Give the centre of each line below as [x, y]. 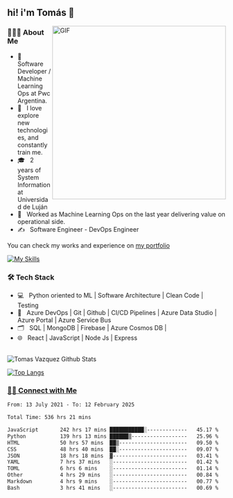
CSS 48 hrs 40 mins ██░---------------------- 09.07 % [113, 449]
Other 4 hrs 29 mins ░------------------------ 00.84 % [113, 475]
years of [29, 170]
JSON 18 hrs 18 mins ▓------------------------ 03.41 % [113, 456]
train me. [30, 152]
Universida [33, 199]
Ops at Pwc [34, 93]
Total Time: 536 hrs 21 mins [49, 418]
